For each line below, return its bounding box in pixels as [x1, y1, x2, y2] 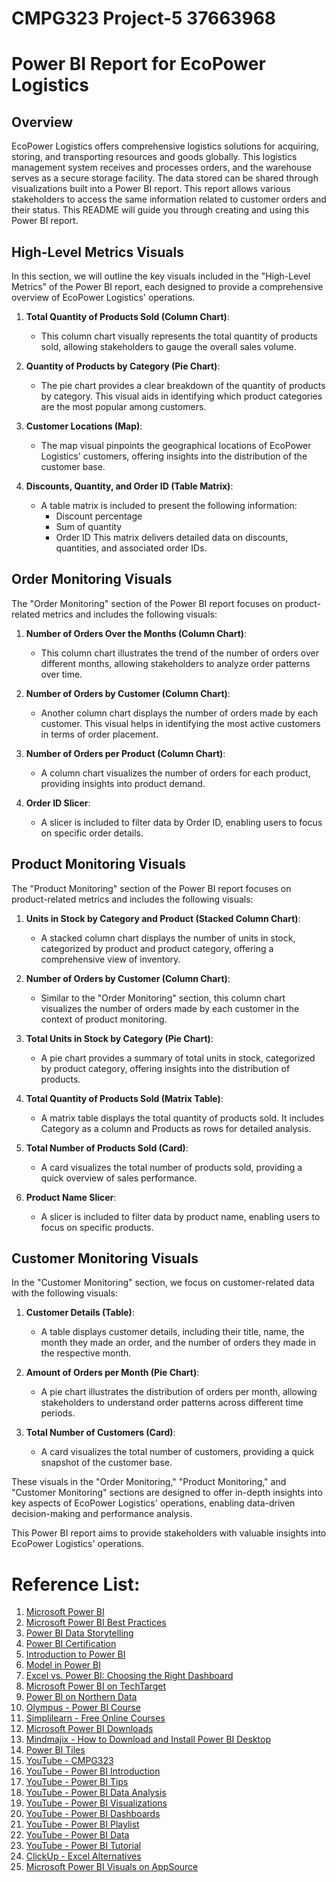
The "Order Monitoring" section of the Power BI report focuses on [11, 597, 283, 609]
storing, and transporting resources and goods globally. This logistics [11, 151, 298, 163]
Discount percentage [55, 510, 143, 522]
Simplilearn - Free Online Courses [25, 1712, 166, 1724]
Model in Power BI [25, 1659, 102, 1671]
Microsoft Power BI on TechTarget [25, 1680, 166, 1692]
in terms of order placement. [40, 728, 159, 740]
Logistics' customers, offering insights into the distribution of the [40, 450, 308, 462]
